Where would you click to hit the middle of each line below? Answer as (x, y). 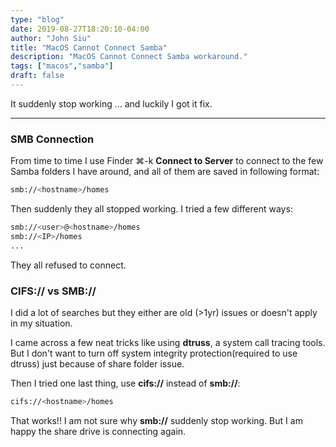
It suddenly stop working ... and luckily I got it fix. (111, 103)
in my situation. (41, 323)
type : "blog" (37, 19)
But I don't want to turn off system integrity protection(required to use (154, 353)
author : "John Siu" (51, 38)
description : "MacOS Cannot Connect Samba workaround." (129, 57)
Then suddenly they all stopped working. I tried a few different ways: (151, 209)
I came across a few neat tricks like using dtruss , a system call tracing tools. (168, 342)
